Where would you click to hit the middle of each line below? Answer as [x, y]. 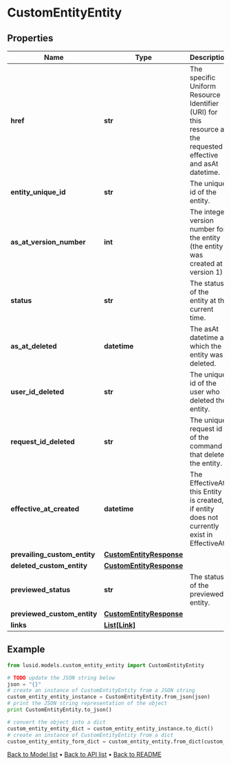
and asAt [204, 164]
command [206, 446]
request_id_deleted [43, 442]
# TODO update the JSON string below [61, 678]
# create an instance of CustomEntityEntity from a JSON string [101, 691]
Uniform [203, 86]
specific [203, 77]
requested [207, 146]
